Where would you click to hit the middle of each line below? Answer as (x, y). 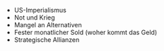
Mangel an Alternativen (48, 25)
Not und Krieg (34, 17)
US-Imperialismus (40, 10)
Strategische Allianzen (47, 40)
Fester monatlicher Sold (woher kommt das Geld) (86, 32)
